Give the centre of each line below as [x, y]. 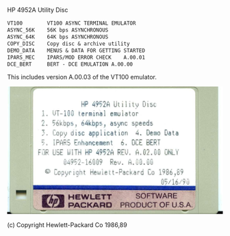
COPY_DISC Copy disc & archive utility [68, 44]
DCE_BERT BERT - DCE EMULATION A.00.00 [70, 64]
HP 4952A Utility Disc [38, 10]
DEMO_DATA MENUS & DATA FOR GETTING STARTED [76, 51]
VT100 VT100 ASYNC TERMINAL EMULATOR [72, 23]
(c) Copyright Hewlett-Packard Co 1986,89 [67, 224]
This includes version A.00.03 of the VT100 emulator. [82, 77]
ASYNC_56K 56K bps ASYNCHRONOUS [58, 30]
